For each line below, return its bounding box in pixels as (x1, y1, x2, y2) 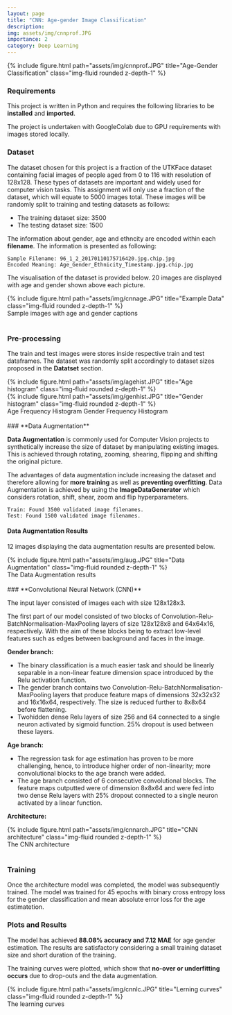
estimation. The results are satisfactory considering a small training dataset (7, 943, 222, 951)
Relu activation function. (17, 676, 87, 684)
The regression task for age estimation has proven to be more (17, 754, 194, 763)
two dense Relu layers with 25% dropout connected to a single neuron (17, 792, 218, 800)
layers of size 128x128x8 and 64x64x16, (100, 620, 215, 628)
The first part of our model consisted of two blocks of (7, 612, 161, 621)
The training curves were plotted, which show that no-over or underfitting (7, 964, 220, 972)
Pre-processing (7, 334, 61, 343)
